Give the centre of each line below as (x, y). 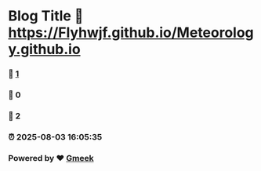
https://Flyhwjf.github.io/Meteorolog (131, 33)
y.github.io (44, 49)
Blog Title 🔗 (46, 16)
